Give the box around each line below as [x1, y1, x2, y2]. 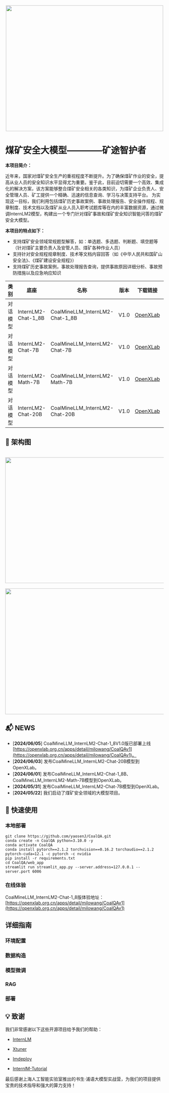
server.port [5, 869, 30, 874]
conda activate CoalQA [5, 843, 53, 848]
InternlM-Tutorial [12, 1066, 47, 1072]
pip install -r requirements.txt [5, 856, 75, 861]
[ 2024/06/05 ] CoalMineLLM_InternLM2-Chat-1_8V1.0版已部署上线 [12, 740, 151, 746]
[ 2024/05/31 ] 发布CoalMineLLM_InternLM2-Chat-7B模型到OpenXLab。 [12, 783, 162, 790]
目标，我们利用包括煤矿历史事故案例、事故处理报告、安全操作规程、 [18, 198, 159, 204]
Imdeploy [12, 1056, 32, 1062]
